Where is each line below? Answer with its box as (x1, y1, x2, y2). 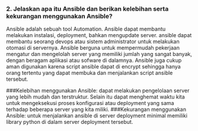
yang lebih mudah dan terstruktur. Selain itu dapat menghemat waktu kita (6, 93, 185, 100)
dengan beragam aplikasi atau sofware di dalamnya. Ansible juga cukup (6, 57, 182, 64)
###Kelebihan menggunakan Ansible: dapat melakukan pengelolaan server (6, 87, 190, 94)
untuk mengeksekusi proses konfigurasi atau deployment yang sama (6, 100, 174, 107)
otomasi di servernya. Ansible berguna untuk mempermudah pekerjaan (6, 44, 180, 51)
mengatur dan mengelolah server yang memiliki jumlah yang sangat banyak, (6, 51, 193, 58)
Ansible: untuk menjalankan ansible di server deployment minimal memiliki (6, 112, 188, 119)
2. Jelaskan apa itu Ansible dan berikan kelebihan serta (6, 5, 169, 13)
